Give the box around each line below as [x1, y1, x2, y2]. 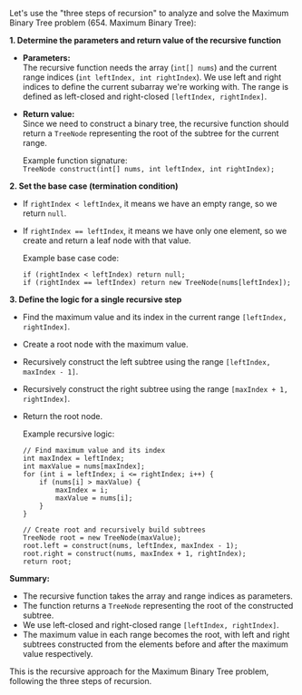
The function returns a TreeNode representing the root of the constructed [22, 601, 294, 611]
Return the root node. [22, 411, 103, 421]
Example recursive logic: [22, 428, 115, 439]
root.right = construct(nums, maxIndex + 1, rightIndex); [22, 549, 247, 558]
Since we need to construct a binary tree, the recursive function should [22, 118, 289, 129]
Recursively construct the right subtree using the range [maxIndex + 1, [22, 384, 288, 394]
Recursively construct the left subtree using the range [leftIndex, [22, 357, 271, 367]
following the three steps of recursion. [9, 676, 152, 686]
